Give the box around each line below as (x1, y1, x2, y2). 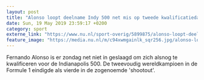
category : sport (6, 25, 47, 32)
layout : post (6, 8, 39, 15)
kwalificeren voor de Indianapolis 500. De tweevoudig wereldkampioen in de (6, 60, 198, 67)
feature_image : (6, 37, 45, 43)
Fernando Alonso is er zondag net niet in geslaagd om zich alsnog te (6, 54, 178, 61)
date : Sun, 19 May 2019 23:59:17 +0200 (6, 20, 107, 26)
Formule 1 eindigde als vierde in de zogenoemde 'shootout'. (6, 67, 156, 73)
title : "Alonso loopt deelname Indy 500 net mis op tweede (6, 15, 159, 21)
